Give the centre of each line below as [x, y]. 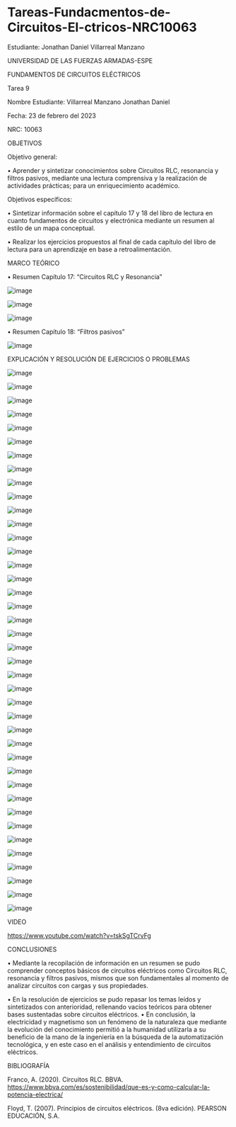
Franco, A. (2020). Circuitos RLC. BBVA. [65, 1079]
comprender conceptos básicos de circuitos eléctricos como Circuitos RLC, [117, 970]
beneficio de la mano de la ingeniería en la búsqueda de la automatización [116, 1037]
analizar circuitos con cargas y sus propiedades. [78, 985]
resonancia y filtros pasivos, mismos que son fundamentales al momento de [118, 978]
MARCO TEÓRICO [34, 263]
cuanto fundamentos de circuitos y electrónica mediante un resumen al [111, 220]
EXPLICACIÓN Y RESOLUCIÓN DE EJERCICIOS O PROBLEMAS [99, 359]
